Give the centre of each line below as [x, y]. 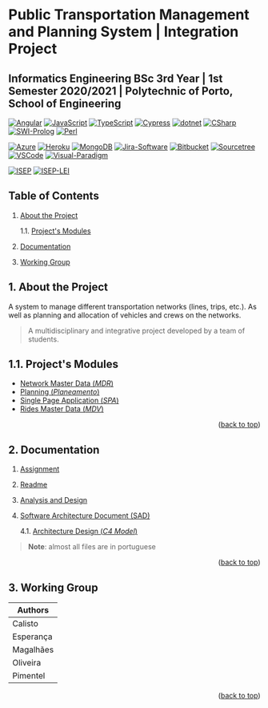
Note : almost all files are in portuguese [92, 547]
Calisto [25, 624]
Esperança [32, 637]
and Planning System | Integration [124, 32]
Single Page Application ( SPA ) [69, 401]
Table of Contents [54, 196]
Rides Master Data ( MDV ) [62, 409]
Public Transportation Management [129, 15]
